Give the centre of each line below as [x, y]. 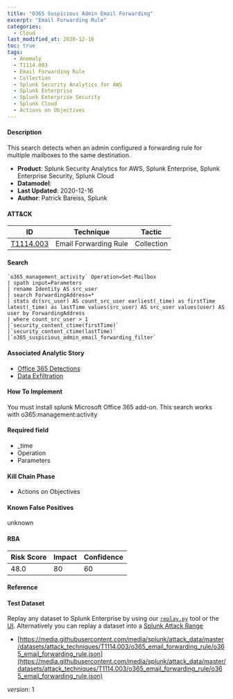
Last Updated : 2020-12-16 [55, 191]
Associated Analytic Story [46, 353]
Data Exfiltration [40, 375]
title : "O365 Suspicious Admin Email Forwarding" [80, 14]
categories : [24, 26]
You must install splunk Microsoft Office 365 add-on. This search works [110, 407]
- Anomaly [27, 59]
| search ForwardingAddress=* [51, 295]
